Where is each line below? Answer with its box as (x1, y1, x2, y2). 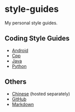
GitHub (11, 96, 27, 102)
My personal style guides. (4, 20, 58, 26)
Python (11, 63, 27, 69)
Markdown (11, 101, 34, 107)
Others (4, 78, 27, 86)
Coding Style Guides (4, 34, 70, 43)
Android (11, 47, 28, 53)
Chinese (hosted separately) (11, 91, 71, 97)
